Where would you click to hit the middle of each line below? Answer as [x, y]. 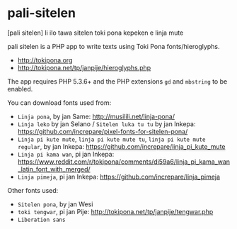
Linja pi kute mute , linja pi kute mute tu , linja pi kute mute [111, 139]
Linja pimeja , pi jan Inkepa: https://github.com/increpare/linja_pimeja [119, 177]
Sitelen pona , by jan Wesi [55, 204]
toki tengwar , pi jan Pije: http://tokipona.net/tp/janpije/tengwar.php [115, 211]
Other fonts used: [33, 190]
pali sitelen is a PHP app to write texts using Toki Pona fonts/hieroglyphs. [114, 46]
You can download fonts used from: [59, 102]
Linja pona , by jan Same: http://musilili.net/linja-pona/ [96, 116]
